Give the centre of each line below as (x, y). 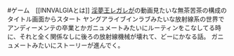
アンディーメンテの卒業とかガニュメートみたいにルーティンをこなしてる (111, 28)
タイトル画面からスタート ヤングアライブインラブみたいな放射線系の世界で (116, 19)
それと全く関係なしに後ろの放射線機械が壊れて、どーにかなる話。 (115, 36)
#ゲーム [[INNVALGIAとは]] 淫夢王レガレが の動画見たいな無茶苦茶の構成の (117, 10)
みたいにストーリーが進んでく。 (78, 45)
